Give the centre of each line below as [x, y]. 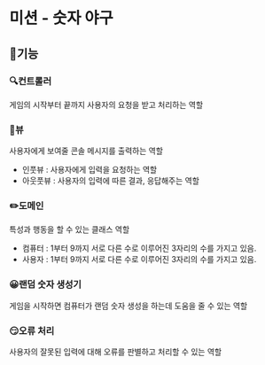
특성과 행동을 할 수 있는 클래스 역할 [70, 229]
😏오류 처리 [32, 330]
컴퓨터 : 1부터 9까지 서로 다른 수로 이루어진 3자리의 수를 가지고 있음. [139, 248]
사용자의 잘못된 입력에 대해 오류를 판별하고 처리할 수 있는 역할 [116, 352]
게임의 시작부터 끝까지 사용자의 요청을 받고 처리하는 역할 [106, 105]
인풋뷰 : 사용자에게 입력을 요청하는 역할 [90, 170]
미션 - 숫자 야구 [61, 18]
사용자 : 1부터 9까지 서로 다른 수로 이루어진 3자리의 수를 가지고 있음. [139, 260]
